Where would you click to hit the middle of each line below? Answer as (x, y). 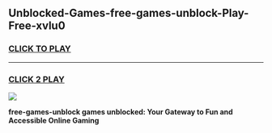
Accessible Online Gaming (54, 120)
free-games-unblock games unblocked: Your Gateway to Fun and (121, 111)
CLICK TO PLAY (40, 49)
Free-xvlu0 (37, 26)
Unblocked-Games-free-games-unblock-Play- (129, 13)
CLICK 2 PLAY (36, 79)
